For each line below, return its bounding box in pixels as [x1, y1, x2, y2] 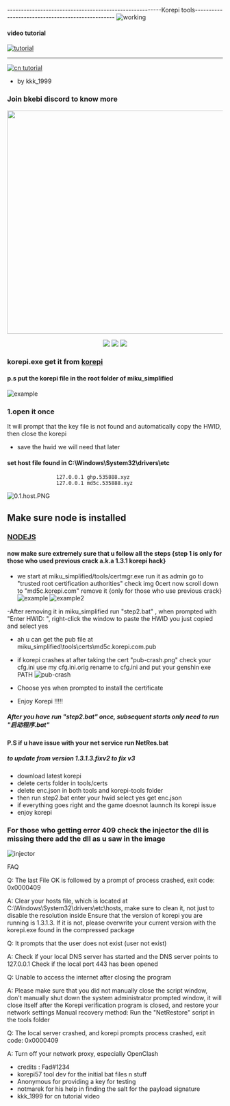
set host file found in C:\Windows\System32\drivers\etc [7, 458, 170, 466]
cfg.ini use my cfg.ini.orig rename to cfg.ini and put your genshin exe [16, 663, 211, 671]
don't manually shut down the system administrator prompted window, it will [7, 993, 222, 1002]
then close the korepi [7, 429, 67, 438]
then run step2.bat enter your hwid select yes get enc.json [16, 793, 183, 802]
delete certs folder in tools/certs [16, 779, 108, 787]
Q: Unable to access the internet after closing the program [7, 973, 172, 981]
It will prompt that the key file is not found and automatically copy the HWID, [7, 422, 222, 430]
